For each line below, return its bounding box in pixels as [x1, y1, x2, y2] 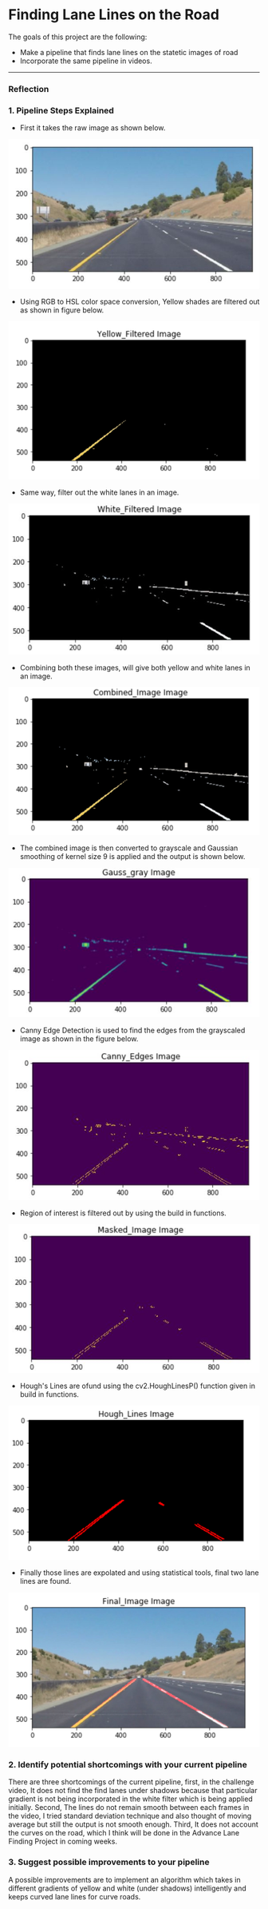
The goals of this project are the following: [8, 32, 148, 42]
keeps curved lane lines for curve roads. [8, 1891, 141, 1901]
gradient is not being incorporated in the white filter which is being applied [8, 1794, 253, 1804]
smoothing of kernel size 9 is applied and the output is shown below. [19, 851, 246, 861]
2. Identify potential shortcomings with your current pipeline [8, 1759, 247, 1770]
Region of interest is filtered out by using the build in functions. [19, 1208, 227, 1218]
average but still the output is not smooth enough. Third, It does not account [8, 1820, 259, 1829]
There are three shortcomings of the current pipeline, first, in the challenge [8, 1777, 254, 1787]
